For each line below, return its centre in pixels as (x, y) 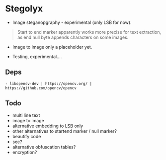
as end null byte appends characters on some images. (73, 37)
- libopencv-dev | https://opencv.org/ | (49, 83)
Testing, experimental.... (37, 56)
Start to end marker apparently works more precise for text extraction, (89, 32)
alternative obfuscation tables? (44, 147)
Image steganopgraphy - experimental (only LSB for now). (72, 22)
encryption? (25, 152)
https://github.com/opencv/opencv (41, 88)
